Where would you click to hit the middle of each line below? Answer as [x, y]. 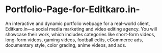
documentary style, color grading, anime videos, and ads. [66, 45]
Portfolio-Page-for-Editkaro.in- [73, 9]
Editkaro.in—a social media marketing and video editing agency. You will [81, 29]
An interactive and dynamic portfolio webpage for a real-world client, [78, 23]
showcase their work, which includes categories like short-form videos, [80, 34]
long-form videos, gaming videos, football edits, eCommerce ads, [74, 40]
